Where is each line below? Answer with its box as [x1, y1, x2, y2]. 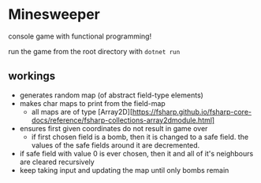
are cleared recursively [19, 157, 95, 167]
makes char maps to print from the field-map [19, 98, 166, 108]
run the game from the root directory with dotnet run [8, 46, 181, 56]
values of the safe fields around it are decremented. [31, 140, 200, 150]
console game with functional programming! [8, 31, 152, 41]
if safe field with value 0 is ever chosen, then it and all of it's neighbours [19, 148, 254, 158]
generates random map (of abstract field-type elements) [19, 90, 203, 100]
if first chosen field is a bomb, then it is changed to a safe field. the [31, 132, 249, 141]
